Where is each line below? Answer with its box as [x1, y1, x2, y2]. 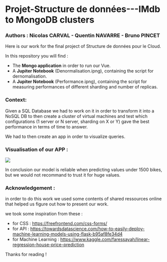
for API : [12, 226, 29, 232]
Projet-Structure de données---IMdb [5, 3, 161, 15]
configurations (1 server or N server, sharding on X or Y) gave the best [5, 118, 150, 124]
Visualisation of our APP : [5, 146, 68, 153]
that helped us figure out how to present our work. [5, 201, 109, 207]
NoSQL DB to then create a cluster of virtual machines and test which [5, 113, 148, 119]
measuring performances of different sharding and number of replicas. [12, 84, 158, 90]
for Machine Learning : [12, 236, 59, 242]
